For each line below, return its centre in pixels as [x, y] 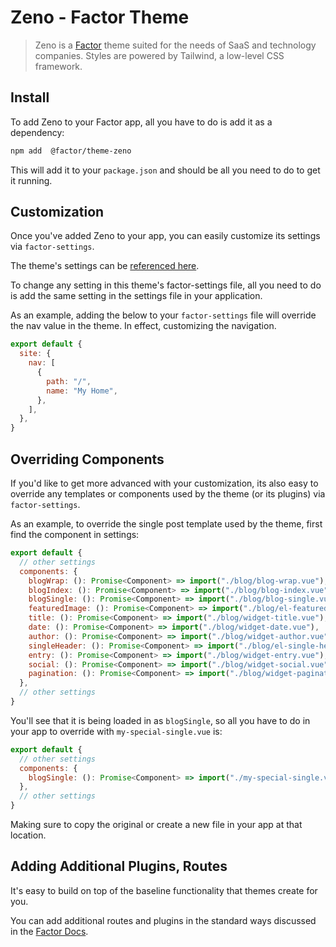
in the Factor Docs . [49, 931]
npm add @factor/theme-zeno [71, 151]
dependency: [37, 132]
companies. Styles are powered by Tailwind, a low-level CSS [159, 55]
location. [28, 835]
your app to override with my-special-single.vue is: [116, 731]
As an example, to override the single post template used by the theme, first [166, 524]
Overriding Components [87, 459]
